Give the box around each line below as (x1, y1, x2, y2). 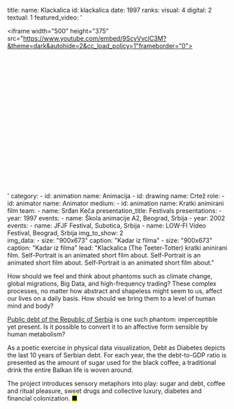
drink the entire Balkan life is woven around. (7, 366, 134, 374)
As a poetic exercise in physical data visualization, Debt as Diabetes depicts (7, 343, 226, 352)
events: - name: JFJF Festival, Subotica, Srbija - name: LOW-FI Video (7, 221, 206, 230)
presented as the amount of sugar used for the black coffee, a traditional (7, 359, 217, 366)
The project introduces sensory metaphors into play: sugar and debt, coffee (7, 380, 226, 387)
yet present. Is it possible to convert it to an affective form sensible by (7, 322, 208, 331)
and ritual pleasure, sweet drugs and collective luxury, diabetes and (7, 387, 203, 395)
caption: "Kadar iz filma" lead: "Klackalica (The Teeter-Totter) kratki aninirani (7, 244, 228, 252)
